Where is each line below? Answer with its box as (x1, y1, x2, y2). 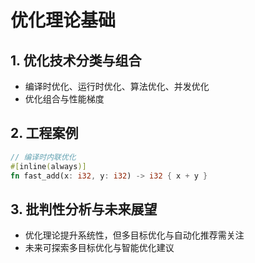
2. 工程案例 (10, 125, 79, 142)
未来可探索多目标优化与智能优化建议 (24, 242, 175, 254)
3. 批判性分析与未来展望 (10, 201, 158, 218)
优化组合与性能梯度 (24, 93, 105, 105)
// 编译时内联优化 (10, 152, 77, 162)
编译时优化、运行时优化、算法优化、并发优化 (24, 81, 210, 92)
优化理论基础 (10, 9, 117, 32)
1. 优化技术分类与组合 (10, 52, 142, 69)
